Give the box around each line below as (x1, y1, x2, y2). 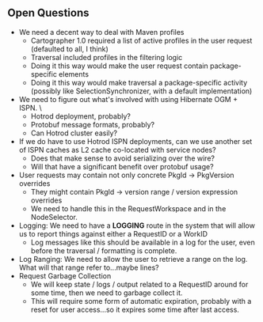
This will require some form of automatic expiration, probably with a (30, 296, 252, 305)
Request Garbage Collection (18, 271, 112, 280)
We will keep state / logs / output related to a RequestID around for (30, 279, 249, 289)
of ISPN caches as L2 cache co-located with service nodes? (18, 145, 216, 154)
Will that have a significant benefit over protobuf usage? (30, 161, 215, 171)
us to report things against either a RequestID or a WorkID (18, 229, 208, 238)
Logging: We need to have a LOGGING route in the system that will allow (18, 221, 255, 230)
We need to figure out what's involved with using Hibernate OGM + (18, 94, 238, 104)
